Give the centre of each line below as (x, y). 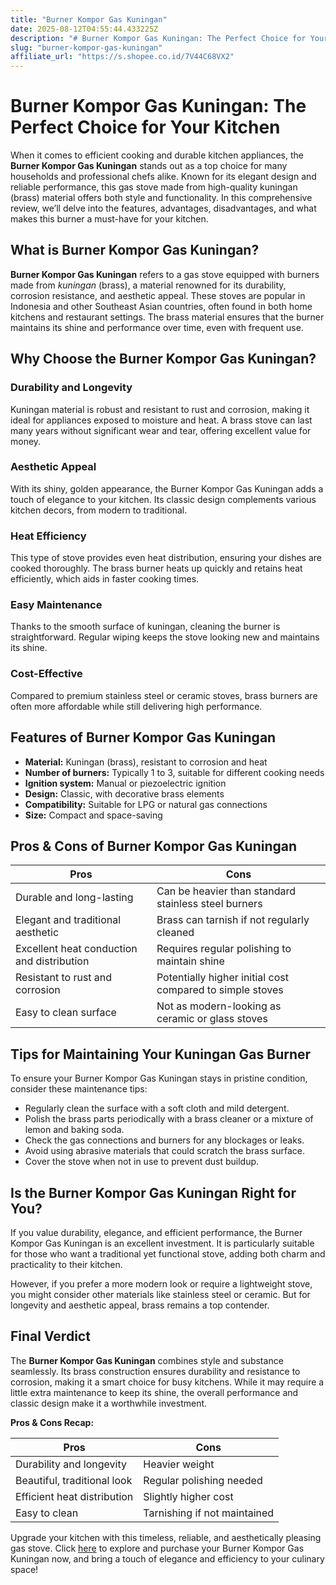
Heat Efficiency (48, 536)
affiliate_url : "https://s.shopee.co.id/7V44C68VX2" (122, 57)
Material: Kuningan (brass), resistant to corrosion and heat (146, 762)
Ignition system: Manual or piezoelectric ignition (125, 783)
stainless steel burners (209, 904)
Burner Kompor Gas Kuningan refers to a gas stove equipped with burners (165, 274)
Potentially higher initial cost (222, 978)
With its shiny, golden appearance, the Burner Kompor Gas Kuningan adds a (167, 488)
